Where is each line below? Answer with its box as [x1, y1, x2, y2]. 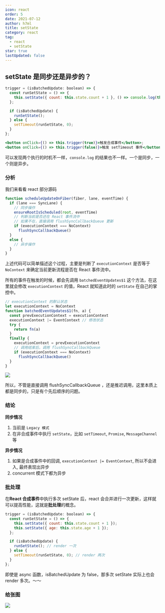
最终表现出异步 [19, 464, 50, 470]
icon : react [5, 7, 29, 12]
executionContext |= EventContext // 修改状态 [9, 317, 104, 323]
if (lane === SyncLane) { [9, 201, 63, 205]
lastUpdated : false [5, 53, 45, 58]
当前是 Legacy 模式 [12, 424, 50, 430]
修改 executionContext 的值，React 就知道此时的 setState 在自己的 [18, 283, 153, 289]
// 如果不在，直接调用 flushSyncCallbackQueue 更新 [14, 219, 114, 224]
